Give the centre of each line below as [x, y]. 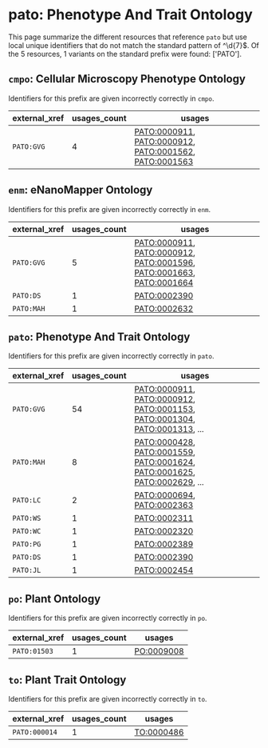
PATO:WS [27, 518]
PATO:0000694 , [165, 495]
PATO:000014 [35, 732]
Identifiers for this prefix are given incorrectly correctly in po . [108, 618]
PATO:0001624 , [165, 462]
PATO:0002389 [164, 544]
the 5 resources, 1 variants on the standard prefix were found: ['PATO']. [125, 54]
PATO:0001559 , [165, 452]
